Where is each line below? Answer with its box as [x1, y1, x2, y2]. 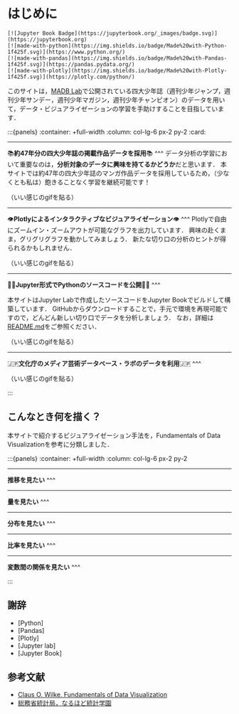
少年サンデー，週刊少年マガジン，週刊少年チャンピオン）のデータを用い [13, 95, 225, 104]
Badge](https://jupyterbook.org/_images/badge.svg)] [58, 29, 218, 37]
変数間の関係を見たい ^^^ [7, 563, 80, 571]
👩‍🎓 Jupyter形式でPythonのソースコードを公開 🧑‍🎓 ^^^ [7, 280, 161, 289]
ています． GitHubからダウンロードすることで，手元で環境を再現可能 [19, 304, 222, 313]
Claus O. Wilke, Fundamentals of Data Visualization [17, 691, 168, 699]
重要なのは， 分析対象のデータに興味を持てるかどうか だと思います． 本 [19, 160, 227, 169]
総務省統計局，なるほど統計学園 [17, 699, 112, 708]
